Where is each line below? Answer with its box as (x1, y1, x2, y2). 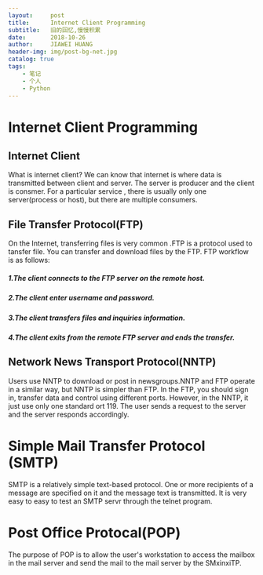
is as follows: (8, 256, 50, 265)
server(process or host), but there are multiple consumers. (8, 195, 198, 205)
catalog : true (8, 56, 55, 64)
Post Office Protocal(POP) (8, 523, 181, 541)
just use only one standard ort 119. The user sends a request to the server (8, 401, 247, 410)
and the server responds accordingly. (8, 409, 130, 419)
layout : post (8, 11, 65, 20)
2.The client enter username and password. (8, 293, 155, 303)
